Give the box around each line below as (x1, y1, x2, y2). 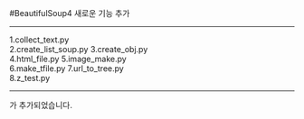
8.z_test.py (9, 73, 51, 83)
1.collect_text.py (9, 34, 70, 45)
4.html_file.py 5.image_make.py (9, 53, 127, 64)
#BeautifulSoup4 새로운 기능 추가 (9, 8, 130, 18)
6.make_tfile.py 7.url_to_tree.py (9, 63, 124, 74)
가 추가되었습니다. (9, 100, 73, 110)
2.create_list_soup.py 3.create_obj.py (9, 44, 148, 54)
